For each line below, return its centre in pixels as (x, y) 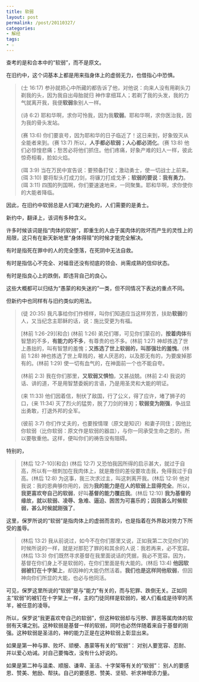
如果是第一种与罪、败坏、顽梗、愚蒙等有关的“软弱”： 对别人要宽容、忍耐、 (98, 645)
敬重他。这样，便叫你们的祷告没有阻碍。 (81, 438)
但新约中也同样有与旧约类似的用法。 (50, 301)
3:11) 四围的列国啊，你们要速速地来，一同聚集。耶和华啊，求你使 (108, 185)
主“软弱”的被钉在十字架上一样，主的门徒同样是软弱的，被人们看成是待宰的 (97, 598)
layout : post (22, 17)
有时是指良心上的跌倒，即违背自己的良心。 (58, 275)
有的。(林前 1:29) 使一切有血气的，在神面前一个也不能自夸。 (94, 363)
